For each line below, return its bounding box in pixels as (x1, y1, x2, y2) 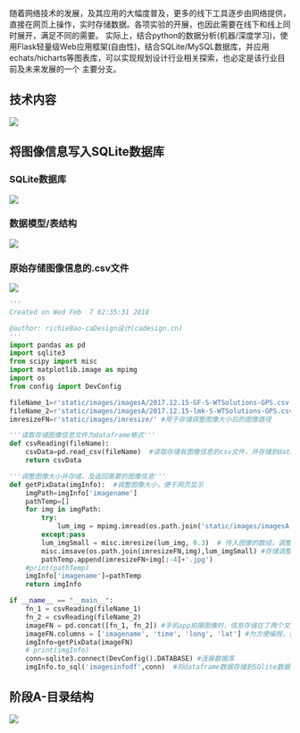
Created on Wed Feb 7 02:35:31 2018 (9, 308, 150, 316)
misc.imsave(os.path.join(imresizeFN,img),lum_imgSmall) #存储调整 (41, 546, 292, 556)
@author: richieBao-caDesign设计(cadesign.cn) (9, 324, 183, 333)
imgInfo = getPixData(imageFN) (25, 637, 134, 646)
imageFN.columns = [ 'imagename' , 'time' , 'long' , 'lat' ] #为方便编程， (25, 629, 289, 638)
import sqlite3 (9, 349, 66, 358)
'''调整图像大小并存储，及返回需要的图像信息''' (9, 472, 167, 481)
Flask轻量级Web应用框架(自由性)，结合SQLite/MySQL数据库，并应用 (16, 41, 270, 52)
